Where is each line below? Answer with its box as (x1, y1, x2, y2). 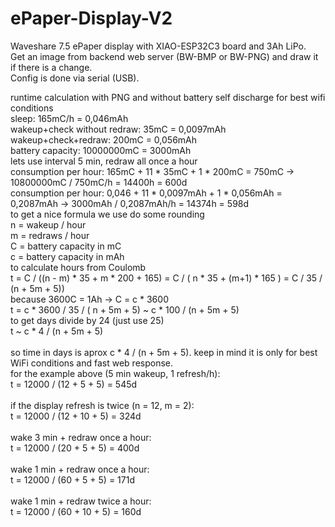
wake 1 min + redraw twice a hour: (10, 495, 152, 507)
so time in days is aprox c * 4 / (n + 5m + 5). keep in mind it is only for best (10, 346, 318, 358)
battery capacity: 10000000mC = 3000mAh (10, 144, 192, 156)
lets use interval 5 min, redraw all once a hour (10, 155, 198, 167)
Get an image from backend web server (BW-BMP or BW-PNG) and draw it (10, 50, 319, 62)
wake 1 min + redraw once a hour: (10, 463, 150, 475)
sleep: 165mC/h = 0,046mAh (10, 112, 129, 124)
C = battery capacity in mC (10, 240, 122, 252)
